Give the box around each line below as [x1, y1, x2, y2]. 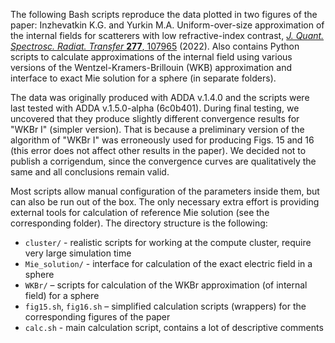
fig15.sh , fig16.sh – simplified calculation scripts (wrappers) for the [24, 300, 307, 312]
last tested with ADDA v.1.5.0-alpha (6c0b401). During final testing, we [10, 102, 300, 114]
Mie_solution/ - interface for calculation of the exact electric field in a [24, 258, 313, 269]
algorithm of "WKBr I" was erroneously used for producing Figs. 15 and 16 [10, 134, 315, 146]
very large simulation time [24, 247, 132, 259]
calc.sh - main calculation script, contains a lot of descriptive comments [24, 322, 324, 333]
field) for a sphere [24, 290, 100, 301]
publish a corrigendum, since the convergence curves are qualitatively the [10, 155, 317, 167]
